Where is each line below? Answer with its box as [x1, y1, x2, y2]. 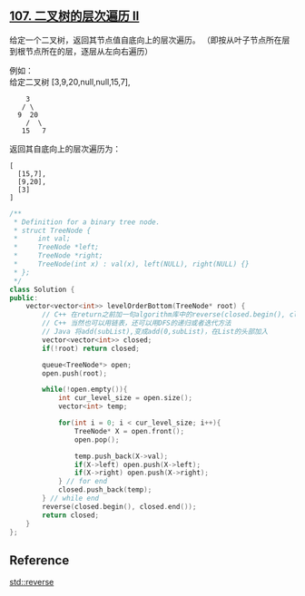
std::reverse [9, 577, 54, 588]
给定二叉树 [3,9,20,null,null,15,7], [9, 76, 131, 87]
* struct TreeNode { [13, 226, 92, 235]
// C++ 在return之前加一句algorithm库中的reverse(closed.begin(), [42, 310, 286, 319]
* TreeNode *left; [13, 243, 100, 252]
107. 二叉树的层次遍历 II [9, 8, 140, 24]
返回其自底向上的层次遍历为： [9, 143, 121, 154]
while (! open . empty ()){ [42, 385, 128, 395]
